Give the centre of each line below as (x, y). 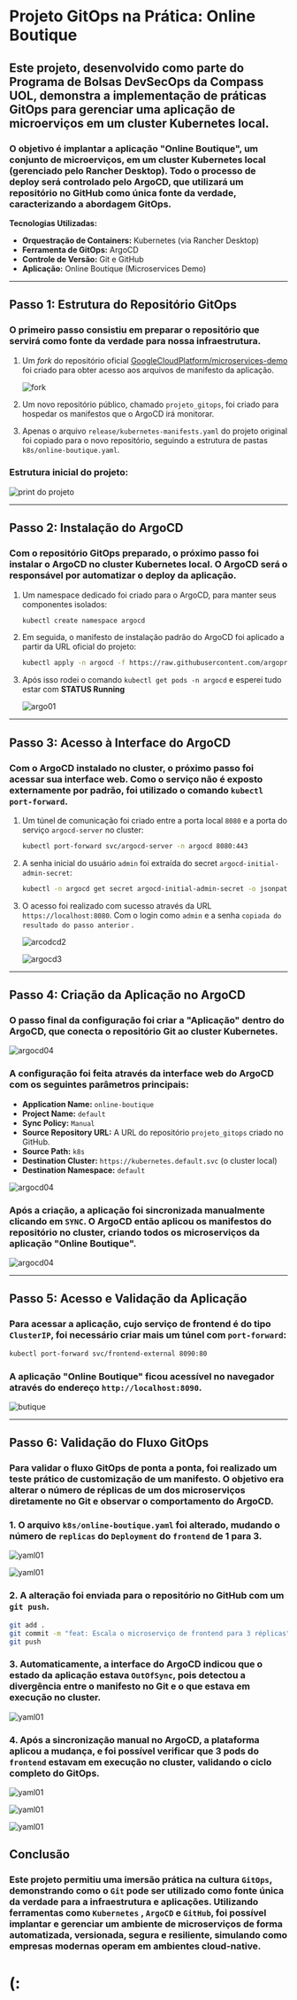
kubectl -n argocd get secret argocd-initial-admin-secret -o (139, 888)
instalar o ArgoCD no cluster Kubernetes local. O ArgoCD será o (148, 565)
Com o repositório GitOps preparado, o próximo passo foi (134, 553)
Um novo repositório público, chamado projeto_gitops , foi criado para (150, 404)
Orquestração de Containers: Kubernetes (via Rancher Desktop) (140, 240)
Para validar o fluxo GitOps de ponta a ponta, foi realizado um (143, 1468)
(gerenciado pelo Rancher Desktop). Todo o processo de (133, 170)
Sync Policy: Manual (58, 1122)
